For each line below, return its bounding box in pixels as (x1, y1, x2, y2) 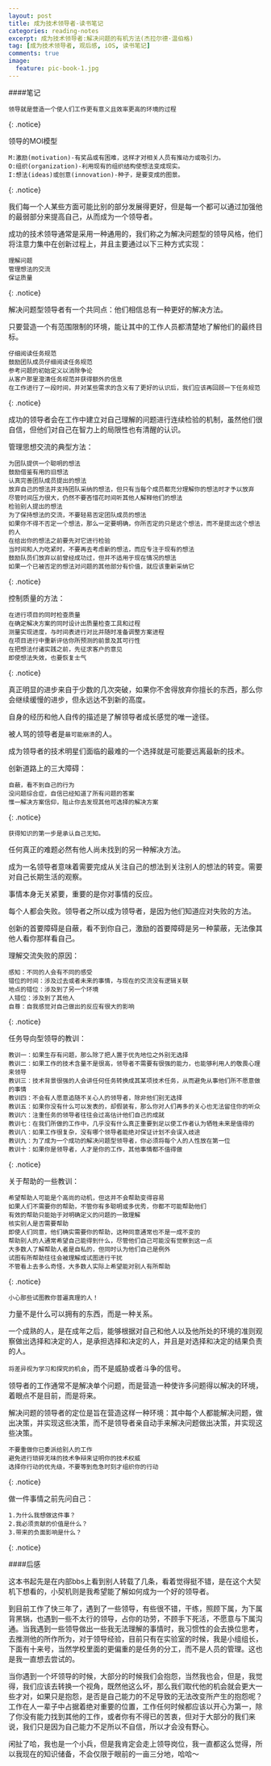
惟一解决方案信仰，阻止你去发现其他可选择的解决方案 (8, 798, 159, 806)
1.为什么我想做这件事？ (8, 1511, 77, 1519)
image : (8, 57, 31, 65)
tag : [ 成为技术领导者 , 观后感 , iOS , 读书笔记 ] (8, 42, 151, 50)
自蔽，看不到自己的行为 (8, 781, 75, 789)
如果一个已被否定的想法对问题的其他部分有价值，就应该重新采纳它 (8, 562, 195, 570)
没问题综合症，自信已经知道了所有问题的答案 (8, 789, 135, 798)
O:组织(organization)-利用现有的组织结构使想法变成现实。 (8, 162, 184, 170)
